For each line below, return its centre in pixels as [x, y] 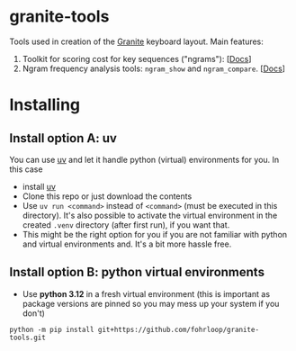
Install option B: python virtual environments [137, 272]
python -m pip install [52, 329]
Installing [45, 105]
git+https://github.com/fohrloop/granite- [178, 329]
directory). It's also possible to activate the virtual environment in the [150, 215]
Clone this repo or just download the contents [107, 196]
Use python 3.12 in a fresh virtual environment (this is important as [146, 293]
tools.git [28, 337]
